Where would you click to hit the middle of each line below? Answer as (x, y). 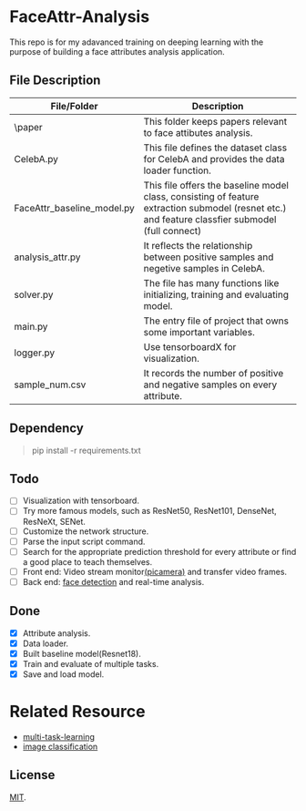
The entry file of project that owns (216, 321)
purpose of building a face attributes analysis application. (117, 51)
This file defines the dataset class (215, 148)
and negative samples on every (210, 385)
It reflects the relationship (198, 245)
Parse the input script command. (84, 541)
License (32, 775)
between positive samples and (209, 257)
